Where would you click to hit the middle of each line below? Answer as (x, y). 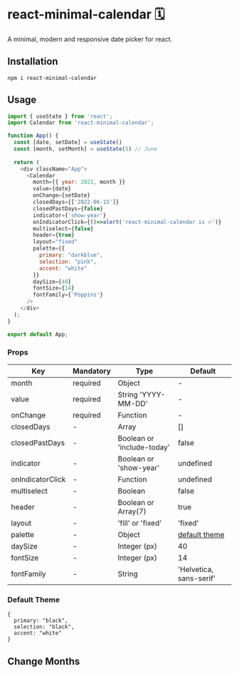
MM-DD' (133, 403)
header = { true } (54, 235)
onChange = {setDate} (62, 195)
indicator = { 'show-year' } (70, 215)
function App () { (33, 136)
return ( (27, 162)
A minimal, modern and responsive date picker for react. (90, 39)
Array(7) (132, 511)
